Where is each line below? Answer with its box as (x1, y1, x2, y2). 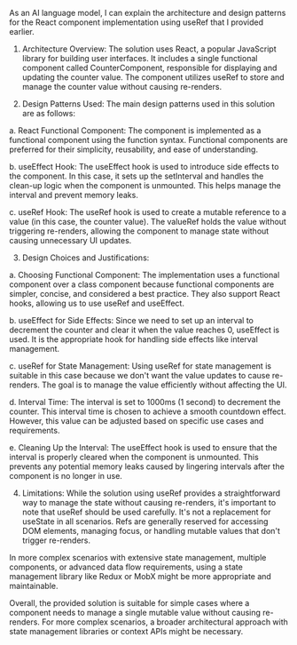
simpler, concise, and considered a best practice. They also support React (9, 289, 281, 299)
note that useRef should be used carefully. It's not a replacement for (21, 506, 272, 517)
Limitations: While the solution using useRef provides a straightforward (21, 488, 281, 498)
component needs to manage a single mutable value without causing (9, 608, 262, 617)
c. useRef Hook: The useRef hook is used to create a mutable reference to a (9, 207, 286, 217)
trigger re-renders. (21, 535, 91, 545)
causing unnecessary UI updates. (9, 235, 132, 245)
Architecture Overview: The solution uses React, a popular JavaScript (21, 44, 277, 54)
